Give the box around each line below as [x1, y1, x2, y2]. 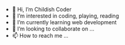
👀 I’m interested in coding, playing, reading [12, 12, 120, 19]
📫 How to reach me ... [12, 32, 69, 39]
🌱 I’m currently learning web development [12, 19, 117, 26]
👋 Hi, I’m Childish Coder [12, 6, 72, 13]
